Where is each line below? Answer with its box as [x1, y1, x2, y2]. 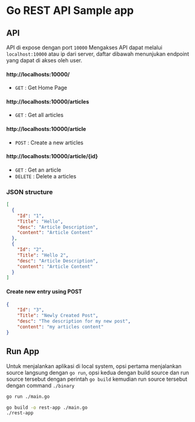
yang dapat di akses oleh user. [6, 57, 83, 64]
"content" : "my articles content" [17, 324, 104, 330]
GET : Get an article [14, 166, 62, 173]
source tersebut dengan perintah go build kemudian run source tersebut [6, 375, 188, 383]
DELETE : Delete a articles [14, 172, 77, 179]
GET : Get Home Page [14, 84, 68, 92]
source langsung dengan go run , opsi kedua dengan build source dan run [6, 369, 189, 376]
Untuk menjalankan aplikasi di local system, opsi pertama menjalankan [6, 362, 182, 370]
